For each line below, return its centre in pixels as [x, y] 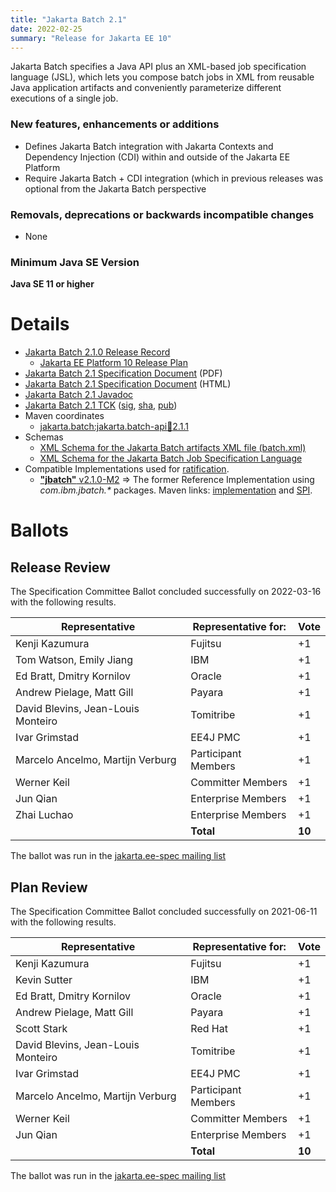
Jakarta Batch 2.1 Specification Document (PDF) [123, 373]
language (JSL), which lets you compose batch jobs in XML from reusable [162, 77]
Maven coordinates [64, 416]
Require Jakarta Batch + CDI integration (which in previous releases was [174, 178]
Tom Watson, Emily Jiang [74, 660]
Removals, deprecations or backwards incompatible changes [162, 214]
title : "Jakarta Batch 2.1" [69, 19]
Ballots [39, 530]
